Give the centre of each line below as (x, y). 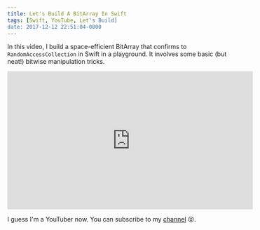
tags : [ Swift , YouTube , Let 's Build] (62, 20)
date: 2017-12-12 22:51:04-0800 (54, 27)
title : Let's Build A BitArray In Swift (67, 14)
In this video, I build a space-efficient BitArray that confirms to (97, 47)
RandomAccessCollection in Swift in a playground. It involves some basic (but (117, 54)
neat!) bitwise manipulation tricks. (56, 62)
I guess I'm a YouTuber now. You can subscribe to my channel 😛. (102, 219)
